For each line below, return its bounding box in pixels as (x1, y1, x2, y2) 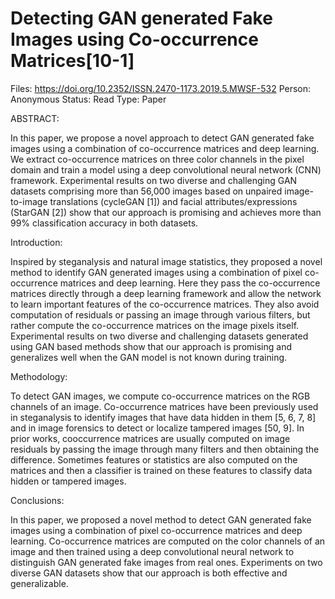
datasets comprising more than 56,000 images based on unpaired (10, 185, 283, 197)
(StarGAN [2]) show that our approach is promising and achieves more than (10, 206, 322, 218)
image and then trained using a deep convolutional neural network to (10, 545, 295, 557)
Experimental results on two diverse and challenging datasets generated (10, 330, 309, 342)
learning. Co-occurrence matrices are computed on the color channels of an (10, 535, 326, 547)
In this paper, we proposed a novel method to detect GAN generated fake (10, 513, 312, 526)
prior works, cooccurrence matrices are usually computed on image (10, 432, 291, 444)
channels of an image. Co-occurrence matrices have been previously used (10, 400, 319, 412)
